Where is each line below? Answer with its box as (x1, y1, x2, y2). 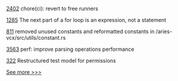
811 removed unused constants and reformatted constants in (6, 28, 155, 35)
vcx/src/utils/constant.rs (6, 34, 66, 41)
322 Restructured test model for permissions (6, 57, 116, 64)
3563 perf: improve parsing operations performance (6, 46, 135, 53)
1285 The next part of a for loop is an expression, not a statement (6, 17, 167, 23)
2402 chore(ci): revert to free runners (6, 5, 98, 12)
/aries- (155, 28, 173, 35)
